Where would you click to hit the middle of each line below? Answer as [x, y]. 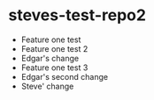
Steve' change [47, 86]
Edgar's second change [64, 76]
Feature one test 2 [54, 48]
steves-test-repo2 [77, 15]
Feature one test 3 [54, 68]
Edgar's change [50, 58]
